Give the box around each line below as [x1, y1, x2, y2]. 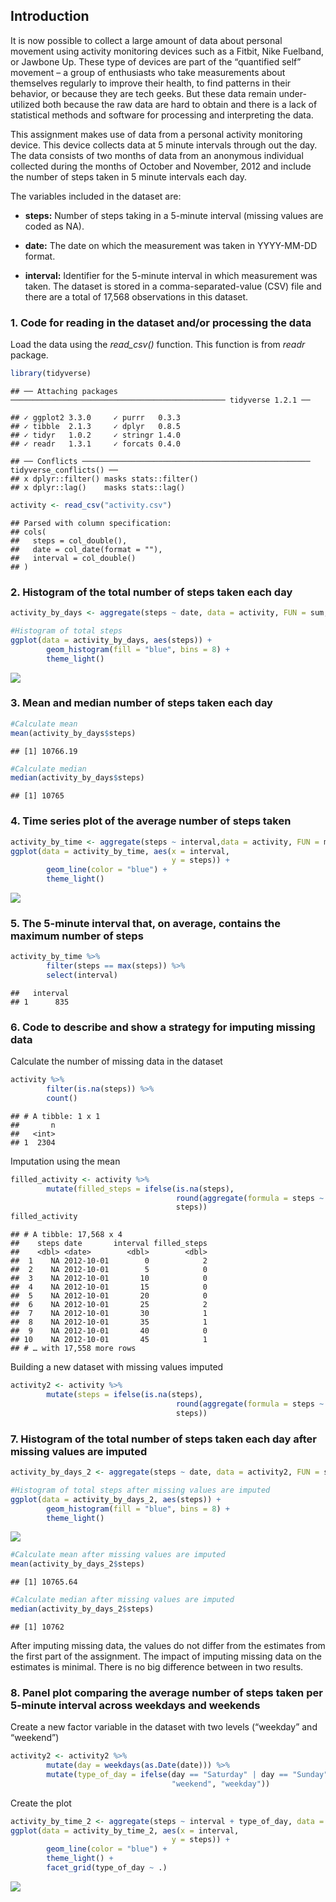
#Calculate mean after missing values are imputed [10, 1550, 226, 1560]
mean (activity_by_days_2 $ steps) [10, 1559, 145, 1569]
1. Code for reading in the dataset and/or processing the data [10, 315, 312, 329]
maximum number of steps [10, 929, 144, 943]
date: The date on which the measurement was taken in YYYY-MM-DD [24, 239, 318, 251]
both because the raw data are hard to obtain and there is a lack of [42, 98, 318, 110]
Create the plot [10, 1797, 72, 1809]
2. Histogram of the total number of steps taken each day [10, 585, 293, 599]
